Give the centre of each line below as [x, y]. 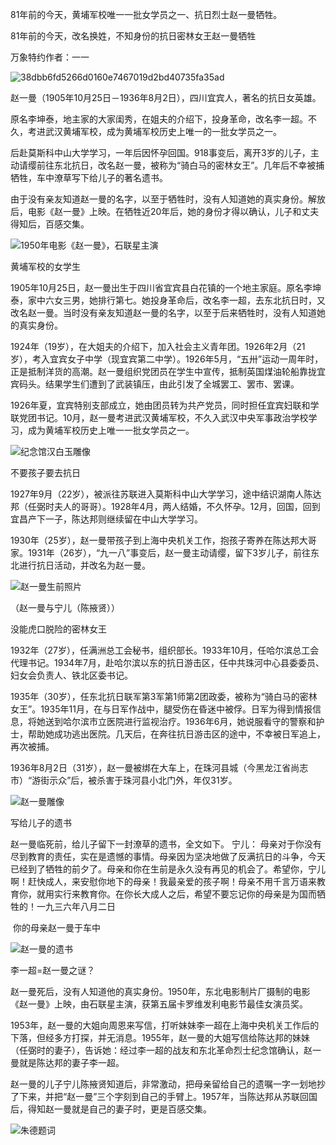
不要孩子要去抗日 [45, 472]
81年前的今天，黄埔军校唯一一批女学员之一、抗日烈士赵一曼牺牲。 [146, 14]
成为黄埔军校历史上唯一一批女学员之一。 [111, 430]
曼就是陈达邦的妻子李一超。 [67, 1062]
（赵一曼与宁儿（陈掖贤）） [65, 607]
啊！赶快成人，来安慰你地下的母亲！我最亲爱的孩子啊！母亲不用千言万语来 [163, 881]
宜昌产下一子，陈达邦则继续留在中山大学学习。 [106, 519]
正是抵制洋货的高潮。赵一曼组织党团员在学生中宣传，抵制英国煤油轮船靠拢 [163, 371]
